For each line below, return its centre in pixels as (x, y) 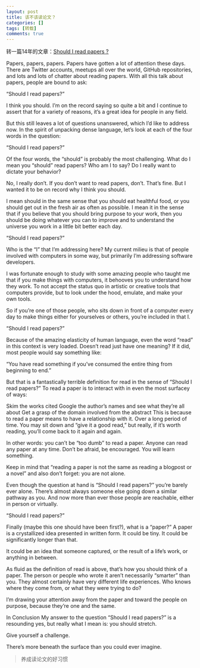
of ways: (17, 395)
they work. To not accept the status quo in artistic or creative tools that (93, 286)
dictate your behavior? (34, 172)
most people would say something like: (54, 352)
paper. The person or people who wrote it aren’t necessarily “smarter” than (98, 576)
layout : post (22, 12)
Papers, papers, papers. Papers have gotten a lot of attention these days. (96, 64)
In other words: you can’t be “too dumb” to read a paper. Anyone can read (97, 443)
